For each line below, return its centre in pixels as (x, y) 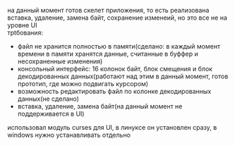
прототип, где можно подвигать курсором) (83, 84)
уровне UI (22, 25)
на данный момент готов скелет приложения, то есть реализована (108, 10)
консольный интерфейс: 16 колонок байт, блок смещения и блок (115, 69)
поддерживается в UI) (51, 114)
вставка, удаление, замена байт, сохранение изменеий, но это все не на (117, 18)
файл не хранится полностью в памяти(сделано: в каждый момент (119, 46)
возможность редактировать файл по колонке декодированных (114, 91)
